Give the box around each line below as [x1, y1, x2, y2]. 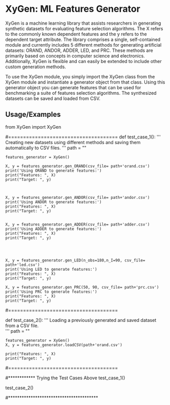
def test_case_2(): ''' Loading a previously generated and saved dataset [5, 317, 157, 323]
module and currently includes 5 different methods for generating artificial [5, 42, 162, 48]
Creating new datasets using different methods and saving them [5, 139, 141, 145]
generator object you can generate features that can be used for [5, 84, 141, 90]
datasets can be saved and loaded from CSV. [5, 95, 101, 102]
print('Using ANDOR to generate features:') [5, 199, 102, 205]
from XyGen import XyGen [5, 124, 61, 130]
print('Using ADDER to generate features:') [5, 226, 102, 231]
